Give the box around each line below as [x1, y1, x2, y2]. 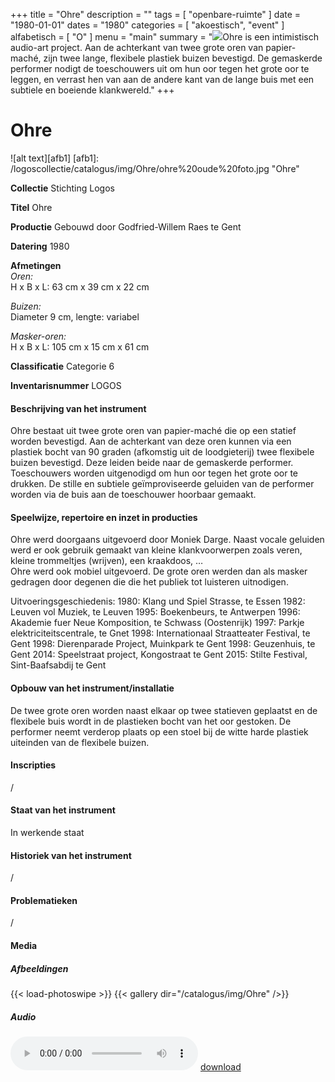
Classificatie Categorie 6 [10, 360, 115, 372]
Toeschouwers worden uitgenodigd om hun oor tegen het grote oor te [10, 467, 299, 479]
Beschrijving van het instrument [10, 402, 147, 414]
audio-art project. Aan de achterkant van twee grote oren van [10, 42, 264, 53]
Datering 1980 [10, 240, 70, 252]
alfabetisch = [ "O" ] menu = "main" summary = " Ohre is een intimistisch [10, 31, 319, 43]
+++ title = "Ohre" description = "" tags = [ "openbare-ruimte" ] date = [10, 9, 302, 20]
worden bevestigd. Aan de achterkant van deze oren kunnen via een [10, 435, 292, 448]
